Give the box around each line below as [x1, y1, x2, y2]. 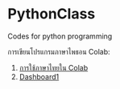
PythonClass [7, 5, 96, 23]
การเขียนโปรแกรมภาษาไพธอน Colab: [7, 47, 110, 56]
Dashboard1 [19, 71, 60, 81]
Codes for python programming [7, 31, 113, 41]
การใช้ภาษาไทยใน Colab [19, 63, 89, 72]
